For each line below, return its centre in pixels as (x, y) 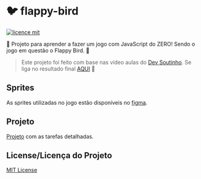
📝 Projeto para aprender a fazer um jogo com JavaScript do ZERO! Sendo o (101, 44)
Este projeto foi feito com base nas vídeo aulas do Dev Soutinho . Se (106, 62)
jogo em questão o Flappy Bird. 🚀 (48, 50)
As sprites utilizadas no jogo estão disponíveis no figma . (77, 102)
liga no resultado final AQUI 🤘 (58, 68)
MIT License (22, 170)
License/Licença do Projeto (59, 155)
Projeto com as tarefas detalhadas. (50, 136)
